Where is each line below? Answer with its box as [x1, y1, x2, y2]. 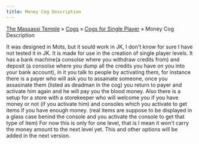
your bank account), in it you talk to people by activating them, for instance [6, 68, 191, 75]
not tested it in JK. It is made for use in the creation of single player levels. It [6, 49, 193, 57]
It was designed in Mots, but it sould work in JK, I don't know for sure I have [6, 43, 193, 50]
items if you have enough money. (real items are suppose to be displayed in [6, 106, 192, 114]
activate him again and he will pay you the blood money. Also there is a [6, 87, 181, 94]
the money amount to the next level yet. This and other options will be [6, 125, 178, 133]
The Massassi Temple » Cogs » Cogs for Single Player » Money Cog [6, 25, 174, 32]
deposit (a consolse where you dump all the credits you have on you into [6, 62, 185, 69]
